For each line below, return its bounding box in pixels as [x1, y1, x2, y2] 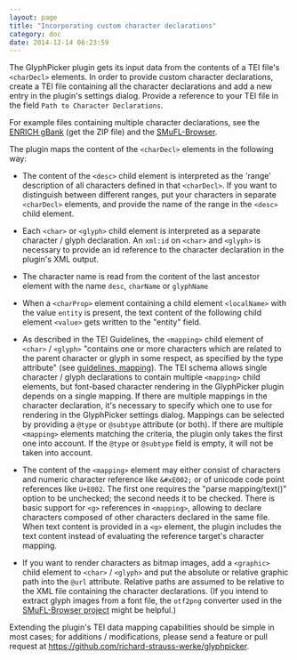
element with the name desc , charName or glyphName [21, 281, 209, 292]
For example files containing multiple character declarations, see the [9, 117, 261, 128]
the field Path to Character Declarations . [9, 100, 164, 111]
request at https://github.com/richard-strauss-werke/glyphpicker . [9, 641, 250, 652]
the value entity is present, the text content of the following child [21, 308, 262, 318]
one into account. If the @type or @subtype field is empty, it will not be [21, 438, 274, 449]
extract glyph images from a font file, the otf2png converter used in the [21, 595, 283, 606]
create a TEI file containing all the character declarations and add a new [9, 81, 273, 92]
